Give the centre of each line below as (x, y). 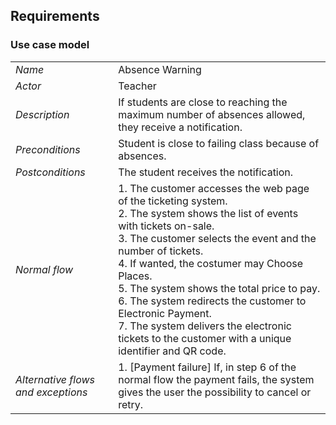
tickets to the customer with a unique (205, 338)
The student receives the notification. (206, 172)
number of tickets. (161, 251)
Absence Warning (160, 69)
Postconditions (50, 172)
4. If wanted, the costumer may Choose (211, 263)
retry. (131, 404)
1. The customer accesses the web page (214, 188)
